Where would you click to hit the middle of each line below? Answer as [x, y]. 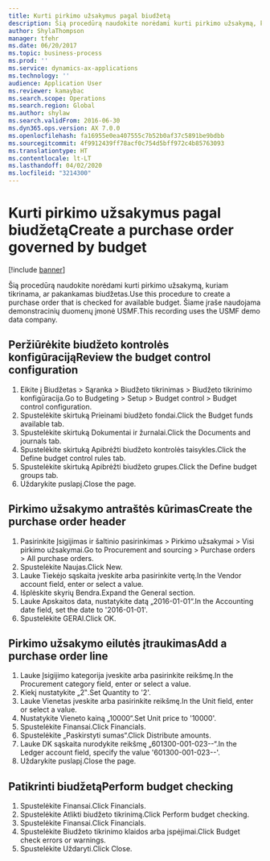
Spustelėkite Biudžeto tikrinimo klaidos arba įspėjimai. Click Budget [130, 832]
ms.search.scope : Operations [57, 98]
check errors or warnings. [63, 840]
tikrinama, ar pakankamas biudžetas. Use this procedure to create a [119, 293]
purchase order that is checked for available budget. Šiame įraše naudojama [135, 302]
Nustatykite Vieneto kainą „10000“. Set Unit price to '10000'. [118, 718]
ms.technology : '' [39, 76]
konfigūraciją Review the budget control [110, 358]
